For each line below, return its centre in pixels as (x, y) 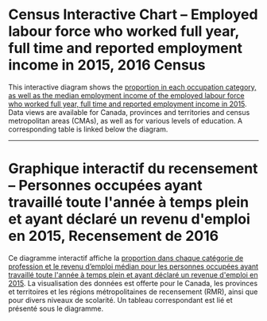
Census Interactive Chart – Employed (133, 15)
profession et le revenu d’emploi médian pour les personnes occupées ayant (133, 266)
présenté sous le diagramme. (56, 308)
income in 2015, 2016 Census (107, 65)
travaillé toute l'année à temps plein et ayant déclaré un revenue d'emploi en (133, 274)
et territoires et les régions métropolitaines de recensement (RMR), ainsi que (133, 292)
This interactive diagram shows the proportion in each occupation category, (132, 87)
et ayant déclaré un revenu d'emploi (129, 219)
